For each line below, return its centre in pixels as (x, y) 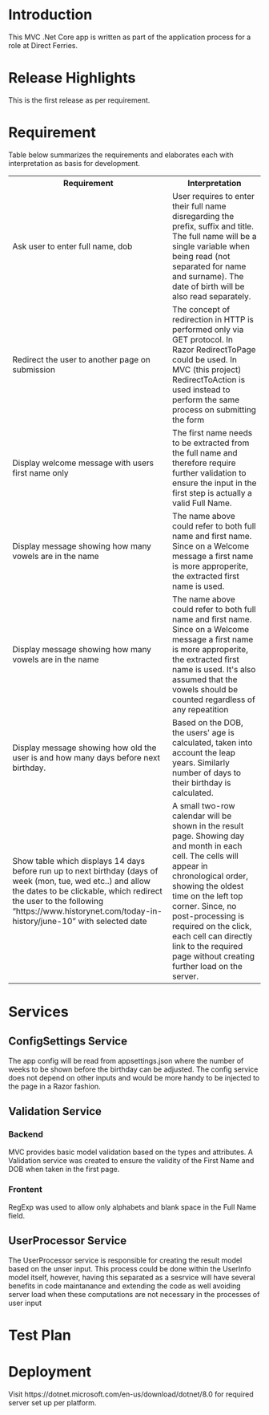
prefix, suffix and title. (213, 226)
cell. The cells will (205, 856)
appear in (190, 866)
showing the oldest (208, 886)
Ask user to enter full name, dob (72, 246)
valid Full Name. (202, 503)
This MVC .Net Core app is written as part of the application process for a (130, 37)
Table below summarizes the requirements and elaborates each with (121, 155)
